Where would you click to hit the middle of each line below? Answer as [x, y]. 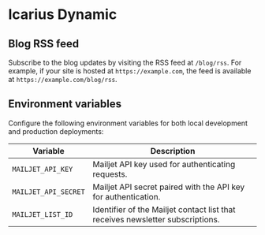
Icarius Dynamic [63, 15]
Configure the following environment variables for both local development [128, 123]
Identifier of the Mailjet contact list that [164, 209]
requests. [110, 173]
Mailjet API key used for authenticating [164, 164]
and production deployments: [56, 131]
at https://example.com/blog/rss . [63, 79]
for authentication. [127, 196]
